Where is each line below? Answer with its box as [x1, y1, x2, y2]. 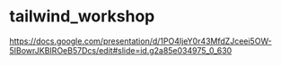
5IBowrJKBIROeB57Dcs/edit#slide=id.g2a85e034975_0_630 [9, 45, 233, 55]
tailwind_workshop [9, 6, 155, 27]
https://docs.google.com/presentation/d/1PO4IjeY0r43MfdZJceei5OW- [9, 36, 272, 46]
